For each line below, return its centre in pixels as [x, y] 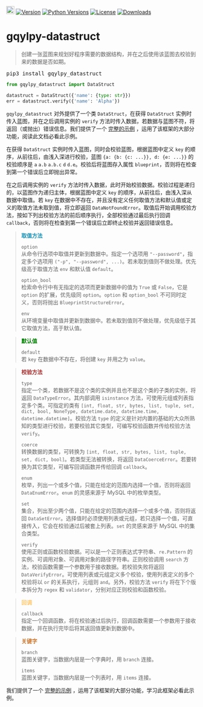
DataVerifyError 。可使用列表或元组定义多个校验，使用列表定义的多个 [108, 574]
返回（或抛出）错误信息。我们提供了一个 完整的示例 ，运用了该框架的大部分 [100, 129]
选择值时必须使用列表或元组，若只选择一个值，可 [127, 518]
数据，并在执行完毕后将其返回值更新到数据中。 [79, 628]
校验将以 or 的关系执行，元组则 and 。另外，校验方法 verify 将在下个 [106, 581]
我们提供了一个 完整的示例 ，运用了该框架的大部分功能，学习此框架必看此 [98, 690]
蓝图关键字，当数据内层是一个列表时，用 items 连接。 [88, 677]
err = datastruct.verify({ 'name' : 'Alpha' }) [63, 101]
